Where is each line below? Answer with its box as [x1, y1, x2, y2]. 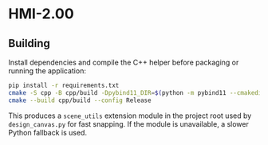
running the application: [8, 66, 86, 76]
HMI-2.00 [8, 5, 74, 23]
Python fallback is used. [8, 127, 88, 137]
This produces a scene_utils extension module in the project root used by [8, 111, 252, 120]
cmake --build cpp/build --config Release [8, 96, 152, 104]
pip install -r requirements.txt [8, 81, 120, 89]
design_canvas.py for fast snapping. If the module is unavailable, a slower [8, 119, 249, 128]
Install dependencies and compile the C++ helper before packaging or [8, 57, 239, 67]
